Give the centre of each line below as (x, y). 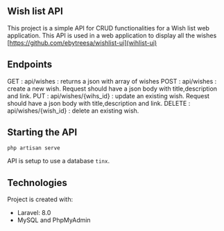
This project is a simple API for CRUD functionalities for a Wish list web (109, 28)
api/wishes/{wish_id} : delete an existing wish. (73, 111)
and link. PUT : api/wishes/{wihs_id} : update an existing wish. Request (109, 95)
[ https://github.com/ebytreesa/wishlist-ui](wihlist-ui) (82, 43)
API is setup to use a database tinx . (58, 161)
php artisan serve (34, 148)
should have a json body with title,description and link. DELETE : (99, 103)
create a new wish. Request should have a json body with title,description (112, 89)
